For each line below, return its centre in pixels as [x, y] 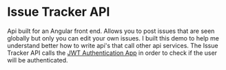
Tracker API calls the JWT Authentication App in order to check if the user [112, 53]
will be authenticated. [38, 60]
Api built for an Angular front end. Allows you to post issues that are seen [111, 31]
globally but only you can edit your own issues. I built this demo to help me [113, 38]
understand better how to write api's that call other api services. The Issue [113, 45]
